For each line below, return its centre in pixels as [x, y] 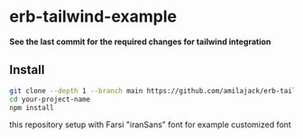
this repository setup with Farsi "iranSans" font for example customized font [150, 125]
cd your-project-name [50, 99]
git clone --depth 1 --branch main [76, 91]
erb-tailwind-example [93, 17]
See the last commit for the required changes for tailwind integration [140, 42]
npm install [32, 107]
